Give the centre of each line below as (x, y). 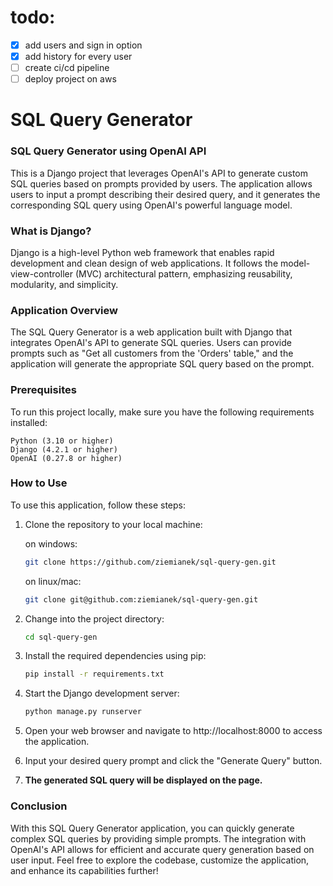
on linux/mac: (53, 581)
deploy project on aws (70, 79)
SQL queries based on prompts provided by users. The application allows (161, 183)
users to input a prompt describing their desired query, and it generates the (165, 194)
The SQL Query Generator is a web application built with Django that (151, 332)
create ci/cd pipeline (67, 68)
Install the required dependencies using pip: (115, 656)
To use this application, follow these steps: (98, 505)
